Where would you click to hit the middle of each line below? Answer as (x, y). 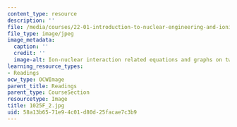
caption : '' (31, 47)
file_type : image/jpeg (41, 34)
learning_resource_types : (45, 66)
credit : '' (30, 54)
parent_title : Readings (42, 86)
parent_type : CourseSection (49, 92)
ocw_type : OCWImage (36, 79)
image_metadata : (31, 40)
